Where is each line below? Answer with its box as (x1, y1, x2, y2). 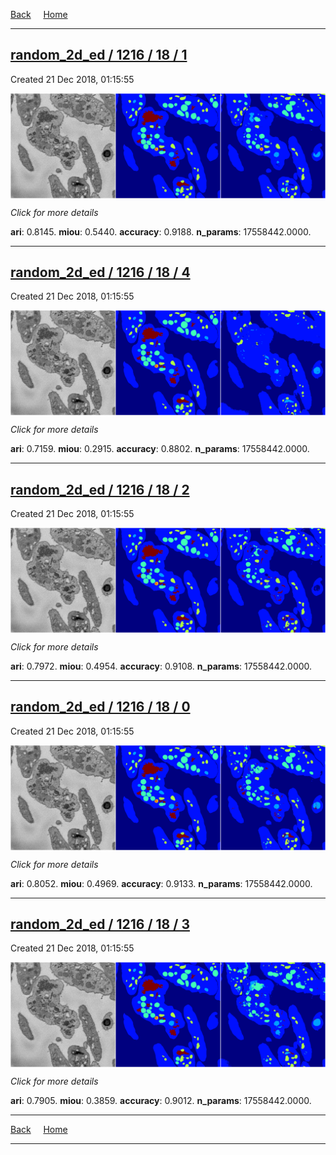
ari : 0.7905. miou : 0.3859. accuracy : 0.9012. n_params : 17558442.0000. (10, 1095, 312, 1107)
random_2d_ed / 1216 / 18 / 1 (10, 47, 188, 64)
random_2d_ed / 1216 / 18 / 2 (10, 481, 190, 498)
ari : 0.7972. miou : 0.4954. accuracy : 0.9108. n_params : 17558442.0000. (10, 660, 313, 672)
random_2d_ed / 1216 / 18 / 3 (10, 915, 190, 933)
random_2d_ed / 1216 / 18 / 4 (10, 264, 191, 281)
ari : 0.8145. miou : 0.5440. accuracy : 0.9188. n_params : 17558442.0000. (10, 225, 312, 238)
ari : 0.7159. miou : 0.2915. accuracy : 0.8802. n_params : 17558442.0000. (10, 443, 310, 455)
